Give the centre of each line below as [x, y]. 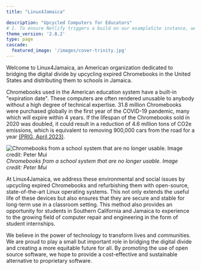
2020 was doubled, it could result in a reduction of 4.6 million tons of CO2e [99, 124]
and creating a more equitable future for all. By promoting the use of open [97, 248]
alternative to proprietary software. [49, 260]
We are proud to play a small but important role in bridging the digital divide [99, 241]
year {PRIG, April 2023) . [36, 136]
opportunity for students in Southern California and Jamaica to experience [98, 211]
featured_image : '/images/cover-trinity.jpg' [69, 51]
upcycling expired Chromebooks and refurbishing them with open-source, [98, 185]
